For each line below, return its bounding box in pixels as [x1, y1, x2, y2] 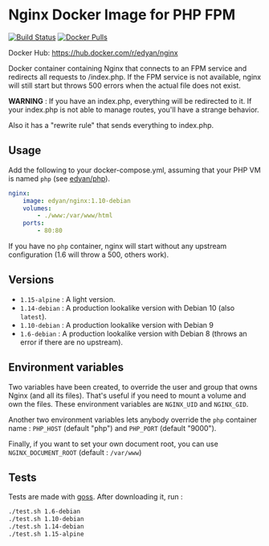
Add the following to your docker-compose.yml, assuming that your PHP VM [8, 165, 261, 175]
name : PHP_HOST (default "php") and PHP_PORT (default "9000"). [8, 423, 217, 432]
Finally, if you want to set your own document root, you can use [8, 439, 218, 449]
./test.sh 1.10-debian [8, 515, 84, 523]
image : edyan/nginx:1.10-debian [22, 196, 131, 205]
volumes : [22, 204, 52, 213]
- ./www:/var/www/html [37, 212, 113, 220]
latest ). [19, 312, 47, 321]
